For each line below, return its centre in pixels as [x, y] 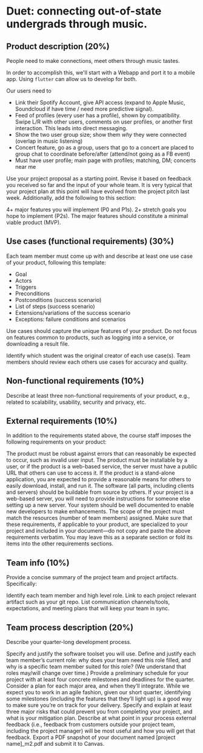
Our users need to [29, 91]
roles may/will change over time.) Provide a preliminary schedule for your [98, 673]
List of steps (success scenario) [55, 306]
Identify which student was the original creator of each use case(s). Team [98, 355]
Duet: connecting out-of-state [84, 11]
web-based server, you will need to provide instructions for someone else [98, 499]
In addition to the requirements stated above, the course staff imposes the [99, 436]
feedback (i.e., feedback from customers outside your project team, [91, 725]
